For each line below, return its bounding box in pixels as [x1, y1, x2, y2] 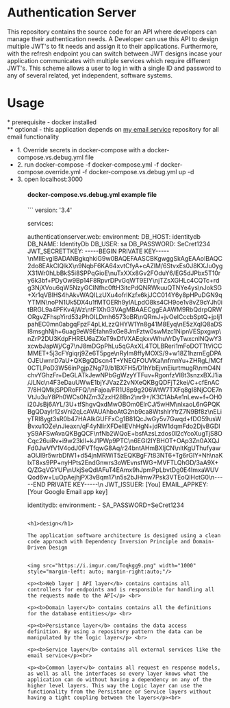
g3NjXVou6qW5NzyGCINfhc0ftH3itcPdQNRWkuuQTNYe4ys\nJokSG [27, 283, 222, 292]
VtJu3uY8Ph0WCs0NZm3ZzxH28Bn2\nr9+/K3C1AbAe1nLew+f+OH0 [27, 393, 222, 401]
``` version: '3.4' [27, 206, 73, 214]
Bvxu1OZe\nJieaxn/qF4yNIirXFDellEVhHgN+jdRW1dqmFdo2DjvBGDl [27, 422, 220, 430]
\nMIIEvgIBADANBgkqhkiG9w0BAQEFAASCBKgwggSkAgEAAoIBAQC [27, 255, 222, 263]
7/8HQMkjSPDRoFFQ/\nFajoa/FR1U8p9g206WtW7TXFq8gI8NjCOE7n [27, 386, 222, 394]
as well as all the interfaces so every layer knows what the [27, 670, 209, 677]
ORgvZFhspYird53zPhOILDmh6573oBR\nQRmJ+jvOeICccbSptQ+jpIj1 [27, 313, 222, 321]
